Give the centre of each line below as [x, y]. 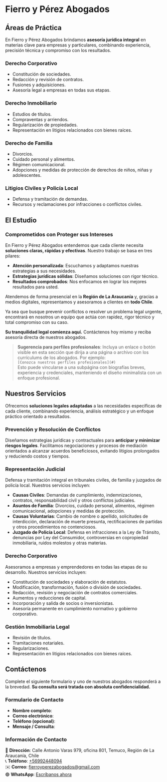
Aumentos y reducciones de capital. [49, 598]
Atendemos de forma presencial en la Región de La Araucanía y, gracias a [82, 296]
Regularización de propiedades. [45, 125]
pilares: [13, 256]
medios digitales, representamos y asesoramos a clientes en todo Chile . [79, 302]
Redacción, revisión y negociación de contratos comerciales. [75, 592]
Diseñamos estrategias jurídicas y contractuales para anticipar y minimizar [83, 440]
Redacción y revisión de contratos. [48, 80]
